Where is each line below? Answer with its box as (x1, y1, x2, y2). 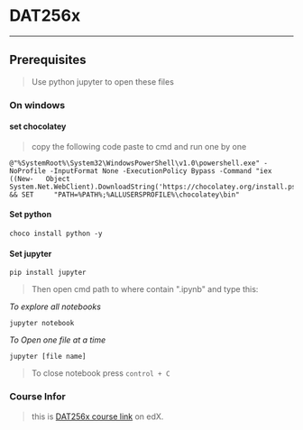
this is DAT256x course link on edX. (31, 411, 164, 422)
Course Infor (9, 390, 66, 403)
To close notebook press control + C (31, 368, 170, 379)
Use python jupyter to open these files (31, 76, 174, 87)
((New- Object (9, 174, 70, 183)
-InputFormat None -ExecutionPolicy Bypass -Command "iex (49, 166, 272, 176)
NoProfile (9, 166, 47, 176)
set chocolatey (9, 121, 67, 132)
